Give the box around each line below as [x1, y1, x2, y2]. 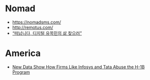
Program [12, 69, 30, 75]
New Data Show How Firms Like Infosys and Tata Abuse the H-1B [12, 64, 145, 70]
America [5, 48, 41, 59]
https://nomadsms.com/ [12, 19, 61, 25]
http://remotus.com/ [12, 24, 53, 30]
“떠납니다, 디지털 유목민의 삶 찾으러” [12, 30, 82, 36]
